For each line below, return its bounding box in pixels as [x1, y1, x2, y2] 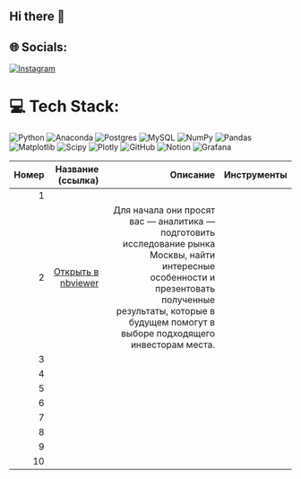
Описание [169, 169, 216, 181]
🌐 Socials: [9, 39, 68, 55]
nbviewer [59, 277, 99, 290]
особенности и [150, 271, 216, 283]
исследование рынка [122, 238, 216, 250]
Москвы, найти [149, 248, 216, 261]
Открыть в [53, 266, 99, 278]
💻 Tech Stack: [9, 96, 120, 117]
